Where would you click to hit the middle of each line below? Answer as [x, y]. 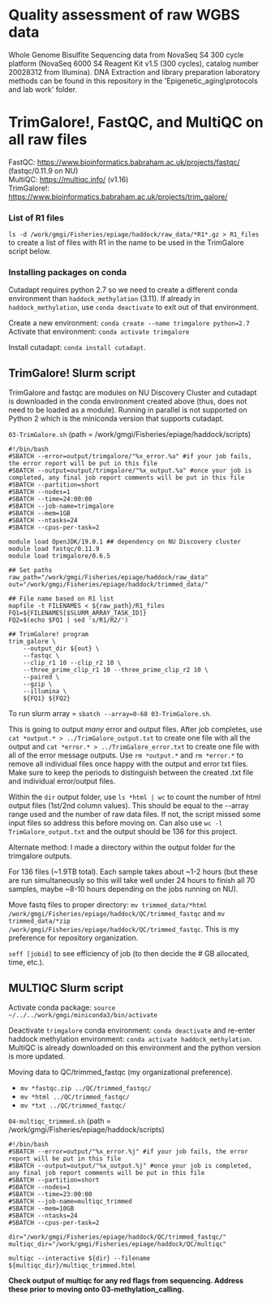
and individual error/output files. [62, 781]
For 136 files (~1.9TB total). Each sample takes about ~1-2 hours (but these [133, 872]
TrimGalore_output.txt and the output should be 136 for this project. [123, 832]
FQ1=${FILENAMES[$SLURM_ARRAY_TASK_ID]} [78, 613]
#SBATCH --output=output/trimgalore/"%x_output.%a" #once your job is [130, 471]
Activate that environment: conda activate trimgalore [99, 332]
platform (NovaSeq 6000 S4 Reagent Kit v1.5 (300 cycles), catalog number [134, 63]
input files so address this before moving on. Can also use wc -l [116, 823]
